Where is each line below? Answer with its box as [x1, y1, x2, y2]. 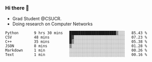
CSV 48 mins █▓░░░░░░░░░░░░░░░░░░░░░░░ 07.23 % [5, 35, 148, 40]
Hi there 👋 [5, 4, 30, 11]
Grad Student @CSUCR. [12, 16, 62, 22]
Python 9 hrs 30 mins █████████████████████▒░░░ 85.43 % [5, 31, 148, 36]
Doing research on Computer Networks [12, 21, 93, 27]
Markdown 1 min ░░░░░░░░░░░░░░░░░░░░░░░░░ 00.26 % [5, 48, 148, 53]
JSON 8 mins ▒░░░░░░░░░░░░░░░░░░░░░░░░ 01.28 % [5, 44, 148, 49]
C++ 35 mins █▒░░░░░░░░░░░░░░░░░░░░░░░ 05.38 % [5, 39, 148, 44]
